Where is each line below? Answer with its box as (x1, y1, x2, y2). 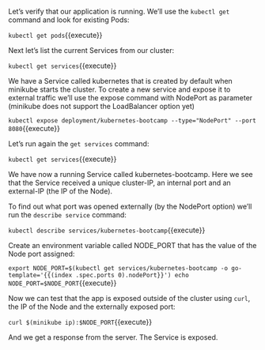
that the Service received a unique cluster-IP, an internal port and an (8, 178, 231, 187)
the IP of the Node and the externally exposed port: (8, 302, 176, 311)
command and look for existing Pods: (8, 15, 130, 24)
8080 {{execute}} (8, 124, 61, 133)
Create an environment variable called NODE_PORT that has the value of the (8, 241, 257, 250)
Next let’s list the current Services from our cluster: (8, 46, 175, 55)
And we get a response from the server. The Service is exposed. (8, 333, 218, 342)
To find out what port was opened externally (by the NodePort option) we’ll (8, 201, 252, 211)
